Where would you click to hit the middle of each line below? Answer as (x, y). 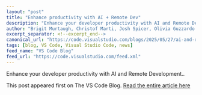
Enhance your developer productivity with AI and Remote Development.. (96, 73)
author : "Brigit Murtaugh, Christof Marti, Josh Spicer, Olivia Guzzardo (101, 29)
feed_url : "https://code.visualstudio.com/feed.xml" (74, 57)
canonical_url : (25, 40)
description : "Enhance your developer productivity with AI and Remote (98, 23)
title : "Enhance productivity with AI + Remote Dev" (74, 17)
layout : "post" (25, 12)
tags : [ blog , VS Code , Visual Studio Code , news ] (70, 46)
